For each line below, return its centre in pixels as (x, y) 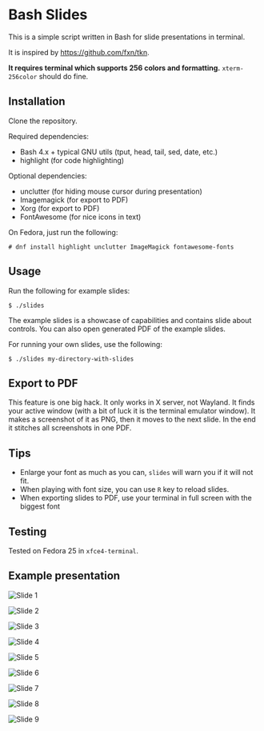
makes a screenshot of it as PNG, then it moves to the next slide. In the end (132, 419)
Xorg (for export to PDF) (60, 208)
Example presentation (64, 576)
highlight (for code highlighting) (72, 160)
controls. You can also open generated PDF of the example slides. (117, 329)
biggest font (40, 506)
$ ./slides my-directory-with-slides (71, 359)
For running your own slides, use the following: (85, 344)
